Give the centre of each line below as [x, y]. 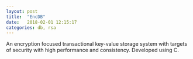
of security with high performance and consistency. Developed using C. [93, 50]
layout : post [22, 11]
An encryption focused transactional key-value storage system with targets [97, 44]
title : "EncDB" [26, 17]
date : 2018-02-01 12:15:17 [42, 22]
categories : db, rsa [31, 27]
